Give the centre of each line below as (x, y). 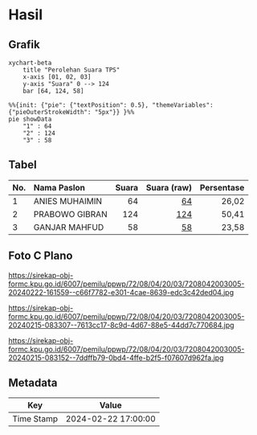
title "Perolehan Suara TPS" (71, 70)
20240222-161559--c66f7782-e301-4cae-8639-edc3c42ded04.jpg (121, 292)
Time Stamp (35, 419)
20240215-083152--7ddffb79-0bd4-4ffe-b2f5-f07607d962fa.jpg (116, 357)
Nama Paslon (59, 187)
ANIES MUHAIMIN (68, 201)
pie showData (30, 119)
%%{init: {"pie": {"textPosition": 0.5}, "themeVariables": (111, 105)
